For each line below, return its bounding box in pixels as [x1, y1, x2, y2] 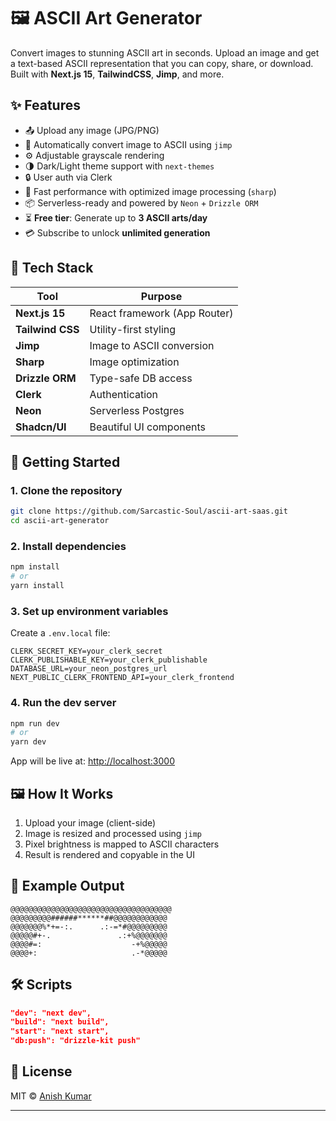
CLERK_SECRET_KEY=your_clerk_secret [10, 646, 163, 657]
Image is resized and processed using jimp [24, 827, 203, 839]
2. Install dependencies [10, 539, 127, 553]
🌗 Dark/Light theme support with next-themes [24, 160, 215, 172]
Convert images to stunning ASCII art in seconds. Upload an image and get [10, 46, 320, 59]
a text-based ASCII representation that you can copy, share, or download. [10, 57, 314, 69]
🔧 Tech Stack [10, 260, 94, 277]
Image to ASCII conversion [89, 338, 215, 352]
